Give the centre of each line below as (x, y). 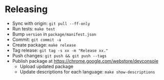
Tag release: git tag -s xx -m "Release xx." (60, 50)
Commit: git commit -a (37, 39)
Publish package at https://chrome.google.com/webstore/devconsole (85, 61)
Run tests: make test (34, 28)
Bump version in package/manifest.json (54, 34)
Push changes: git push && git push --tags (59, 55)
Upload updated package (46, 66)
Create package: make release (44, 45)
